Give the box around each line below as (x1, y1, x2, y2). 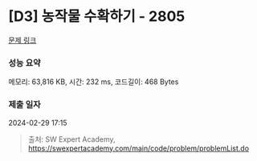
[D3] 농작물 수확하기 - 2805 (8, 7, 186, 26)
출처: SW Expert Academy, (27, 134, 116, 144)
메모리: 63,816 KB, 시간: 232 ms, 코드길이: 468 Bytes (8, 77, 179, 87)
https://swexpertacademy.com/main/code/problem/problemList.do (27, 143, 250, 153)
